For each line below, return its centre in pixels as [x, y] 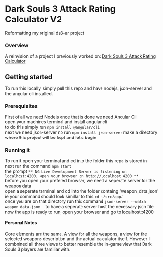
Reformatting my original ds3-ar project [45, 33]
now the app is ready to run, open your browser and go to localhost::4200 [79, 212]
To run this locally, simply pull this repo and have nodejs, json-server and [79, 88]
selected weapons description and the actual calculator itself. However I [78, 239]
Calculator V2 [34, 19]
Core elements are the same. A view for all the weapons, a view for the [76, 234]
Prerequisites [21, 106]
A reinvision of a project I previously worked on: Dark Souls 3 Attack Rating [81, 56]
